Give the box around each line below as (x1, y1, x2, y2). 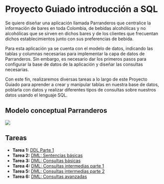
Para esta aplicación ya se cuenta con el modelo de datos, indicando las (5, 45, 153, 51)
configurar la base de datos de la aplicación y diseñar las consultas (5, 61, 143, 67)
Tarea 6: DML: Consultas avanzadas (12, 173, 87, 180)
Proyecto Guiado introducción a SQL (5, 3, 158, 15)
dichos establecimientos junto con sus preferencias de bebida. (5, 36, 134, 42)
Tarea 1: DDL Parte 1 (12, 147, 54, 153)
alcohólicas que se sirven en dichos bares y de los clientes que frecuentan (5, 30, 159, 36)
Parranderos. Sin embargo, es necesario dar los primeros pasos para (5, 56, 147, 62)
